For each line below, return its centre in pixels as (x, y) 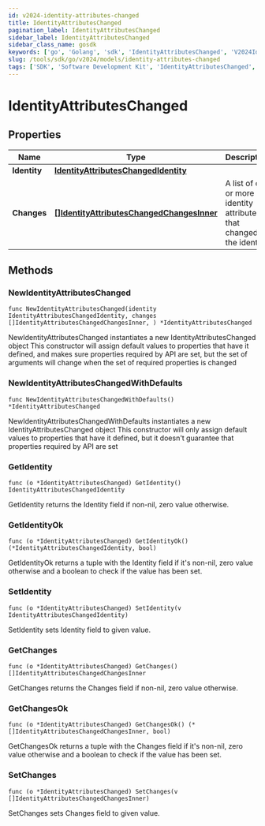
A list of (239, 183)
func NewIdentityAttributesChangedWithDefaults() (91, 399)
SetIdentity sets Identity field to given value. (80, 630)
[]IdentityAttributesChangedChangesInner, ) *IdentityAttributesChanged (130, 323)
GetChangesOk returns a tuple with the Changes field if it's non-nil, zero (125, 746)
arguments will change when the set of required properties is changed (122, 363)
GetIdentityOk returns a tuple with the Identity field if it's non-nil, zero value (131, 563)
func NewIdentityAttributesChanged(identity (82, 309)
